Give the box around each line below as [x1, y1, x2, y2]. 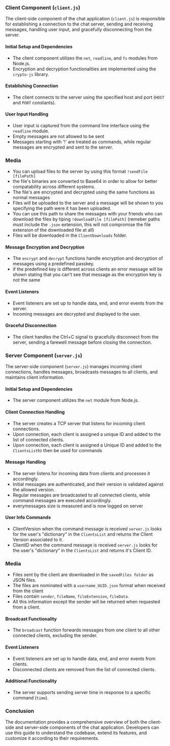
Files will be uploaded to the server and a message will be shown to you [12, 200, 163, 206]
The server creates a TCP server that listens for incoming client [12, 420, 146, 426]
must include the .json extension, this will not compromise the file [12, 222, 151, 228]
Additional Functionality [5, 678, 57, 684]
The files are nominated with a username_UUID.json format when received [12, 583, 165, 589]
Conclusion [5, 707, 35, 714]
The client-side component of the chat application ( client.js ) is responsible [5, 16, 165, 22]
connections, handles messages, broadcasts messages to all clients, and [5, 369, 158, 375]
